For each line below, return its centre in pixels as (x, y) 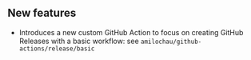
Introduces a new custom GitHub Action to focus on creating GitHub (131, 32)
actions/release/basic (57, 48)
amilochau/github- (171, 42)
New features (42, 13)
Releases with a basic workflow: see (79, 41)
